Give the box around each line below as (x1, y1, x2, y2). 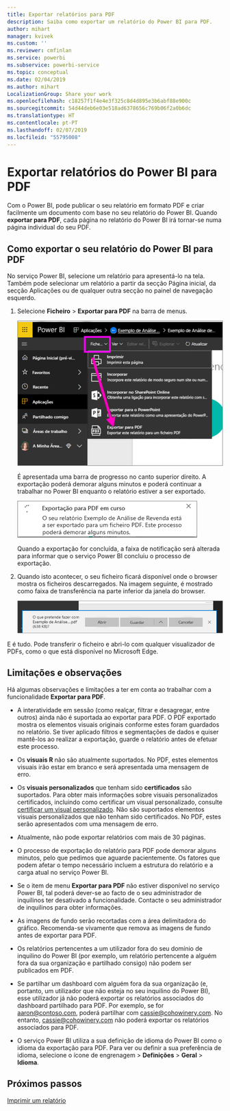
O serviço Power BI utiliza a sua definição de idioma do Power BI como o (16, 1036, 222, 1045)
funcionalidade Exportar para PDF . (7, 692, 106, 701)
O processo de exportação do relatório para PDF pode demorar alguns (16, 846, 217, 854)
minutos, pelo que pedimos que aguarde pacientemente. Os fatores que (16, 853, 220, 862)
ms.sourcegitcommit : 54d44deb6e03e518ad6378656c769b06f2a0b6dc (7, 105, 192, 112)
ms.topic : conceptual (7, 68, 69, 75)
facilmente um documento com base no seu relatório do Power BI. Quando (7, 209, 218, 217)
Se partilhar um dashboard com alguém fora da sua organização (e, (16, 979, 208, 988)
